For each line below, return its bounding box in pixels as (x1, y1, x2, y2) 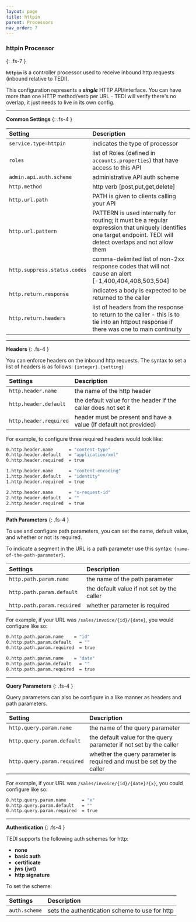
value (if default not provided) (74, 420, 156, 429)
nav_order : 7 (6, 25, 38, 31)
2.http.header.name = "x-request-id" (6, 489, 111, 495)
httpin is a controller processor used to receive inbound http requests (6, 68, 175, 76)
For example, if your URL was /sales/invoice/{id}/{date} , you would (6, 616, 174, 623)
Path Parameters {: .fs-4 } (6, 516, 69, 523)
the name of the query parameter (89, 723, 181, 731)
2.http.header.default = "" (6, 495, 80, 500)
